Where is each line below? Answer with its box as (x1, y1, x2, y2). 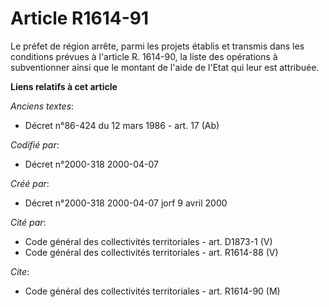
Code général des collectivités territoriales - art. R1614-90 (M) (24, 285, 281, 297)
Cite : (10, 265, 30, 277)
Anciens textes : (10, 100, 75, 112)
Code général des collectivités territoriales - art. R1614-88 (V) (24, 246, 279, 258)
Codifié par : (10, 138, 60, 151)
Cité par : (10, 216, 47, 228)
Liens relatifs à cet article (10, 80, 118, 92)
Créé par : (10, 177, 50, 189)
